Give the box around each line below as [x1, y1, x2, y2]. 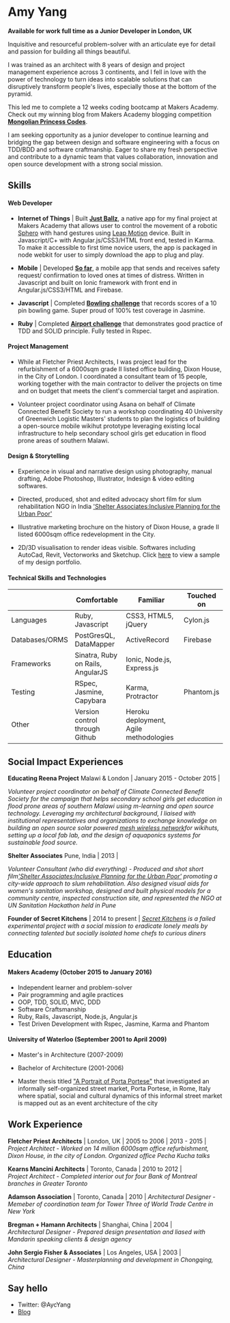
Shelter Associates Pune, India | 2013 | [8, 851, 119, 859]
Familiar [138, 595, 165, 605]
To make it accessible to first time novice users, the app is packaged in [17, 243, 218, 251]
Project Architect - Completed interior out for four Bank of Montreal [8, 1172, 197, 1180]
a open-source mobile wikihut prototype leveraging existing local [17, 422, 201, 430]
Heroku [126, 707, 149, 716]
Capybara [74, 696, 106, 705]
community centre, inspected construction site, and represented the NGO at [8, 894, 222, 902]
